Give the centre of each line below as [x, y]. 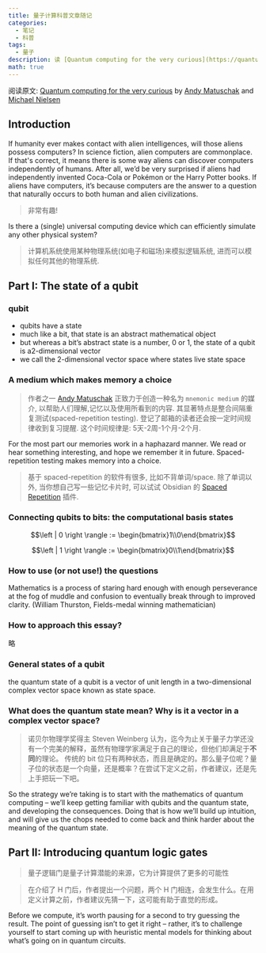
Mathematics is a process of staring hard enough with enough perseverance [133, 588]
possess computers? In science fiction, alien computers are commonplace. [131, 152]
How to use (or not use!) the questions [83, 571]
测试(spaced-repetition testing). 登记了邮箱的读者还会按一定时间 [139, 418]
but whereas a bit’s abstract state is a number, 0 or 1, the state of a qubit [137, 343]
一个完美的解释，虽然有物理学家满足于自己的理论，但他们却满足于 [142, 749]
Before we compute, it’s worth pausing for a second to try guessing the [124, 915]
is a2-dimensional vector [60, 351]
